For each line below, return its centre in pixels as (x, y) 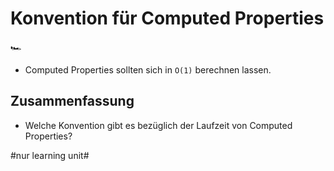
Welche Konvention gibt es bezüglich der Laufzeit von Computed (158, 125)
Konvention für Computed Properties (167, 18)
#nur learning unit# (50, 155)
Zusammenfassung (72, 101)
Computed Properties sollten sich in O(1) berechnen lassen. (148, 69)
